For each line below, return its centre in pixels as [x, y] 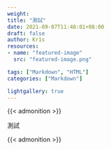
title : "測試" [27, 20]
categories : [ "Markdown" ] [45, 79]
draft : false [26, 33]
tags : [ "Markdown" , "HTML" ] [48, 72]
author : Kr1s [26, 40]
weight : [18, 14]
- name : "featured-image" [45, 53]
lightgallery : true [36, 91]
